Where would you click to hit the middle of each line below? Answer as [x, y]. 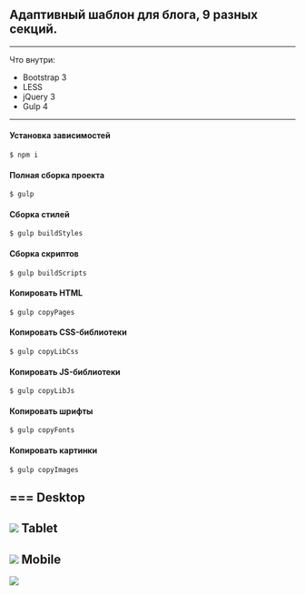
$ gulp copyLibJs [42, 391]
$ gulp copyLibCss [44, 352]
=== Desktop [47, 498]
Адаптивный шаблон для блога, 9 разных [134, 15]
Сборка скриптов [44, 254]
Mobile [41, 559]
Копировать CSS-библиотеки [68, 332]
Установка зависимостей [60, 136]
